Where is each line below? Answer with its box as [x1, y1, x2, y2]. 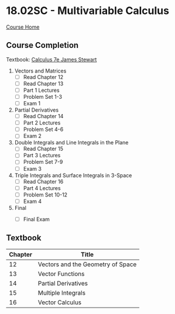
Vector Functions [37, 270, 85, 278]
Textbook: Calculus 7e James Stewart [6, 56, 97, 63]
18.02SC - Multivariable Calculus [6, 4, 170, 18]
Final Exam [23, 215, 50, 223]
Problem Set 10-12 [23, 191, 68, 198]
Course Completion [6, 40, 79, 50]
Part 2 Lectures [23, 119, 61, 126]
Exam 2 [23, 133, 42, 140]
